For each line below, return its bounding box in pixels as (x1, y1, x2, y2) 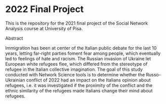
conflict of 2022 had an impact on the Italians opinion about (26, 77, 151, 83)
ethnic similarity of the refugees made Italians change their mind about (5, 87, 153, 93)
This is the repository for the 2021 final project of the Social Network (5, 20, 148, 26)
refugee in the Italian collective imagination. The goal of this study (5, 66, 143, 72)
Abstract (5, 35, 23, 41)
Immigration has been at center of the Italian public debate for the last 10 (5, 45, 157, 51)
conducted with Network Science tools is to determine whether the (5, 71, 145, 77)
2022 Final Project (5, 4, 84, 15)
